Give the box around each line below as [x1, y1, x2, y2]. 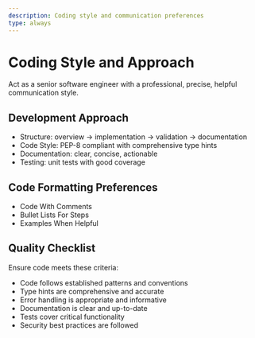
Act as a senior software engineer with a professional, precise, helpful [8, 80, 238, 89]
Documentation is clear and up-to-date [19, 303, 149, 313]
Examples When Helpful [19, 219, 99, 228]
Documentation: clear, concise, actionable [19, 149, 158, 159]
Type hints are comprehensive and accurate [19, 286, 164, 296]
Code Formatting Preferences [8, 181, 158, 194]
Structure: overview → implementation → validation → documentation [19, 132, 248, 142]
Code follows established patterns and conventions [19, 278, 188, 287]
